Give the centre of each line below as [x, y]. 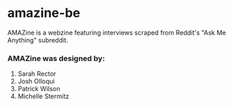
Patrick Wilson [39, 89]
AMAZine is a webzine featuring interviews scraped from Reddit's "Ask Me [117, 33]
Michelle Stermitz [43, 96]
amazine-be [44, 13]
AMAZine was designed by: [56, 58]
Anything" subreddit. [38, 40]
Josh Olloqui [36, 81]
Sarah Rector [37, 74]
